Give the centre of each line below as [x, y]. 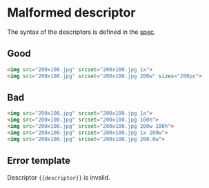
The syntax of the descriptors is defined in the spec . [82, 32]
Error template [39, 161]
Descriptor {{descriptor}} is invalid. [59, 177]
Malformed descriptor [71, 13]
